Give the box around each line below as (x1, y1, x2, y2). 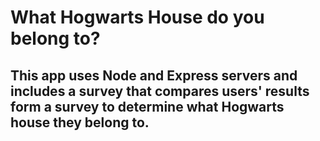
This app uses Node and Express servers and (10, 67, 298, 84)
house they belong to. (10, 114, 150, 131)
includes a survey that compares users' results (10, 82, 310, 100)
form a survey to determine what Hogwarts (10, 98, 285, 115)
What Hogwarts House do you (10, 6, 265, 29)
